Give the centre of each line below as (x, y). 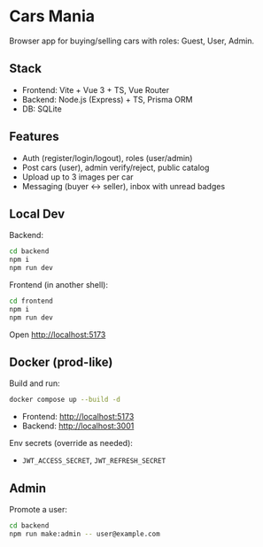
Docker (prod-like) (61, 362)
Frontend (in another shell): (59, 285)
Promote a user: (39, 510)
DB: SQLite (42, 109)
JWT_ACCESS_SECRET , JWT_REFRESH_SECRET (94, 460)
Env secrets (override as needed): (71, 443)
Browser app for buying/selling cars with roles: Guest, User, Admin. (132, 41)
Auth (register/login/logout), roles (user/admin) (107, 158)
